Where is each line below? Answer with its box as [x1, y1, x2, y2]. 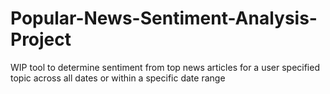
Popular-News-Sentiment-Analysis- [10, 7, 318, 30]
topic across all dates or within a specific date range [10, 72, 226, 84]
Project [10, 28, 72, 51]
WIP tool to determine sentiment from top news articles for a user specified [10, 61, 320, 73]
